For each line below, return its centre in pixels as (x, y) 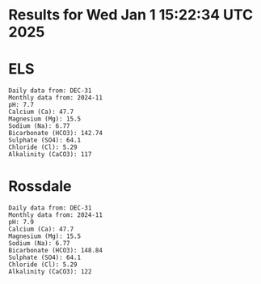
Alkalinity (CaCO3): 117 (50, 155)
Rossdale (40, 187)
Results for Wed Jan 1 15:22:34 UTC (131, 15)
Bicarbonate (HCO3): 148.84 (56, 251)
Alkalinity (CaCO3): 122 (50, 272)
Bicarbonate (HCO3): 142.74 (56, 134)
